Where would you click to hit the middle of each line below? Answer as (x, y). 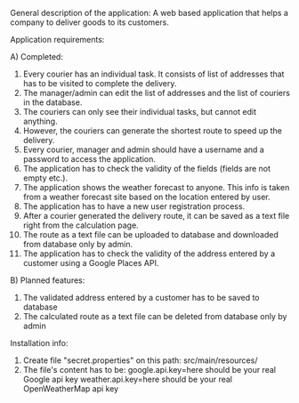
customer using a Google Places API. (91, 263)
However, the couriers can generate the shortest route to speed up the (153, 131)
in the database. (53, 102)
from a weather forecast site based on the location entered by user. (146, 197)
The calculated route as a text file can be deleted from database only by (155, 316)
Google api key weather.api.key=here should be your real (127, 379)
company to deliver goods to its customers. (90, 22)
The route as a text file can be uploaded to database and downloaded (150, 234)
